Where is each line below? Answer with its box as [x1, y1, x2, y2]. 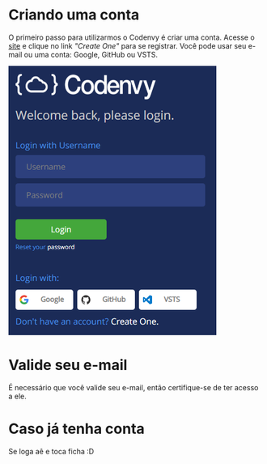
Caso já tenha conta [8, 419, 146, 438]
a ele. [8, 391, 27, 401]
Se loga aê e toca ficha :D [8, 446, 95, 456]
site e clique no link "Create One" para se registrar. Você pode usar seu [8, 40, 247, 50]
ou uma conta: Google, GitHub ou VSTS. [23, 49, 159, 59]
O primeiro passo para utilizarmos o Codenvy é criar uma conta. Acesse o [8, 32, 255, 42]
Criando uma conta [8, 6, 140, 24]
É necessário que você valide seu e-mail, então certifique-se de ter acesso [8, 382, 259, 392]
